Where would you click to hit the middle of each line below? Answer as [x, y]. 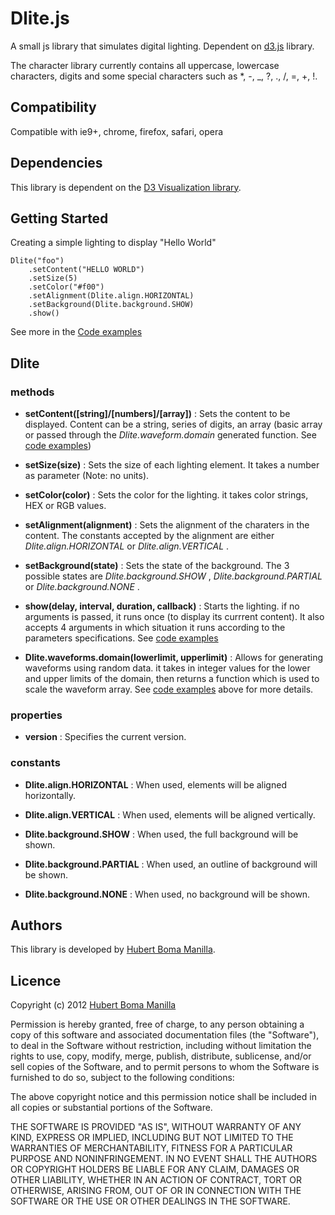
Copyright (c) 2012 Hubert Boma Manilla [93, 1005]
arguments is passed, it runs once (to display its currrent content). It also [174, 617]
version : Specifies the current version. [105, 737]
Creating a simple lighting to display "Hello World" [113, 243]
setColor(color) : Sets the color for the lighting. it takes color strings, [166, 495]
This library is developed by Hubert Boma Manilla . [113, 949]
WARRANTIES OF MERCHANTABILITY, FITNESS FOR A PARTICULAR [151, 1148]
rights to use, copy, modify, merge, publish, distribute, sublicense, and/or [161, 1056]
